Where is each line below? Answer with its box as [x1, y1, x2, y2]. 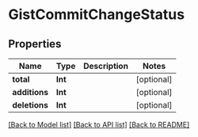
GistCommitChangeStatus [8, 6, 185, 24]
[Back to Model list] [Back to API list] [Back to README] [8, 120, 190, 129]
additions [12, 87, 49, 97]
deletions [12, 100, 49, 110]
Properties [8, 37, 62, 51]
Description [82, 61, 129, 71]
